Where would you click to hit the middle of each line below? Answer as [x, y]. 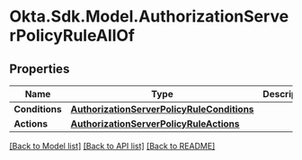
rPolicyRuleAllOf [72, 36]
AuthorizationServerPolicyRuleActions [155, 124]
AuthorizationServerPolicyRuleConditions [162, 109]
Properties [40, 69]
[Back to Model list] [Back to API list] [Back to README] [112, 146]
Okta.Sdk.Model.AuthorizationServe [149, 17]
